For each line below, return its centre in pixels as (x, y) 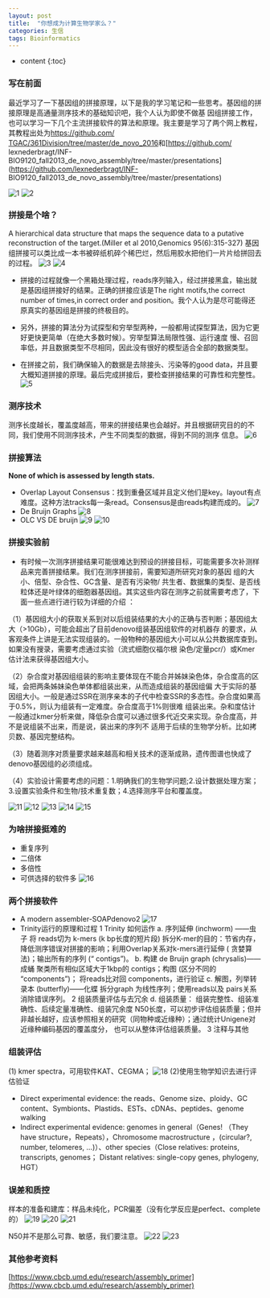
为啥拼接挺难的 (37, 829)
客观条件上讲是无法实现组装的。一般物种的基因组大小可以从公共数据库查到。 (135, 639)
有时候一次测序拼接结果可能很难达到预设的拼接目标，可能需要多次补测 (136, 561)
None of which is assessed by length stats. (82, 476)
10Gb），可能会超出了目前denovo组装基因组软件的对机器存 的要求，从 (142, 629)
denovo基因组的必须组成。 (53, 763)
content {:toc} (43, 61)
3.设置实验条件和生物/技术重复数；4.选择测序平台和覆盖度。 (108, 791)
